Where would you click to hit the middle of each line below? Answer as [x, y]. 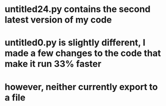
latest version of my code [58, 20]
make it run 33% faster [53, 64]
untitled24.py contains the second [78, 9]
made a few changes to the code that [83, 53]
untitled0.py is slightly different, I [75, 43]
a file [15, 97]
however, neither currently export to [81, 87]
